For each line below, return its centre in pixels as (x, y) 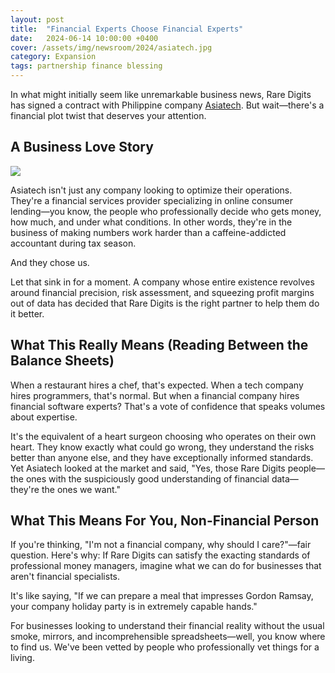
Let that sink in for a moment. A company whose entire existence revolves (162, 282)
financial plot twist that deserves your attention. (108, 115)
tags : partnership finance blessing (86, 66)
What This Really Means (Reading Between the (159, 345)
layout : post (37, 19)
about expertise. (44, 417)
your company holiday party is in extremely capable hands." (134, 607)
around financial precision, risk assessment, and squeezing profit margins (162, 292)
